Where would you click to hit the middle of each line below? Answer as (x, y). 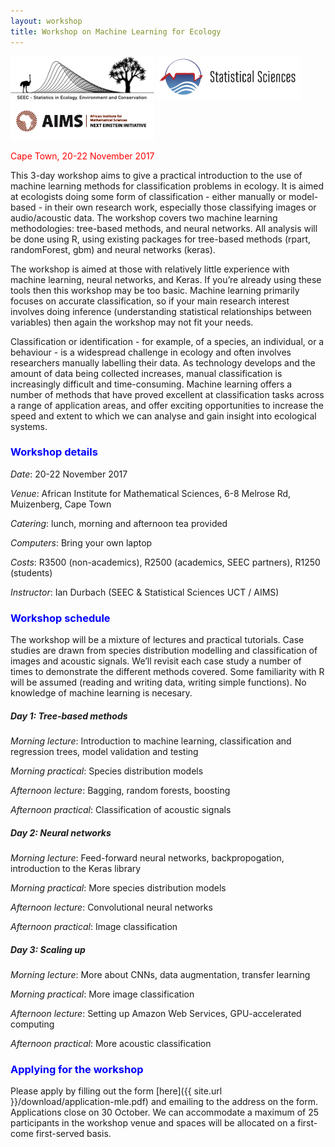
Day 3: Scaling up (48, 949)
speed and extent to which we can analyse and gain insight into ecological (163, 416)
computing (32, 1024)
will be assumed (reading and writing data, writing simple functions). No (158, 682)
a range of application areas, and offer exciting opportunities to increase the (167, 405)
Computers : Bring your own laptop (81, 542)
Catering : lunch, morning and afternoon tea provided (119, 523)
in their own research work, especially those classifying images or (180, 207)
